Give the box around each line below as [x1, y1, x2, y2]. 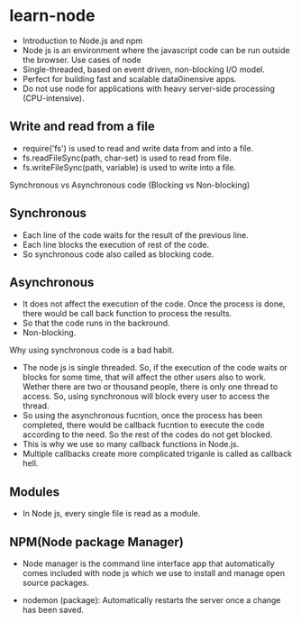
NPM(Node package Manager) [9, 534, 185, 550]
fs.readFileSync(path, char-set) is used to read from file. [22, 152, 232, 163]
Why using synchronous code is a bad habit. [9, 344, 175, 356]
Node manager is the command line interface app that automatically [22, 558, 275, 569]
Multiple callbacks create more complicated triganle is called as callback [22, 448, 293, 460]
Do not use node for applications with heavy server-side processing [22, 83, 275, 94]
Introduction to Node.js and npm [22, 35, 143, 46]
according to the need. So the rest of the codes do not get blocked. [22, 429, 273, 440]
